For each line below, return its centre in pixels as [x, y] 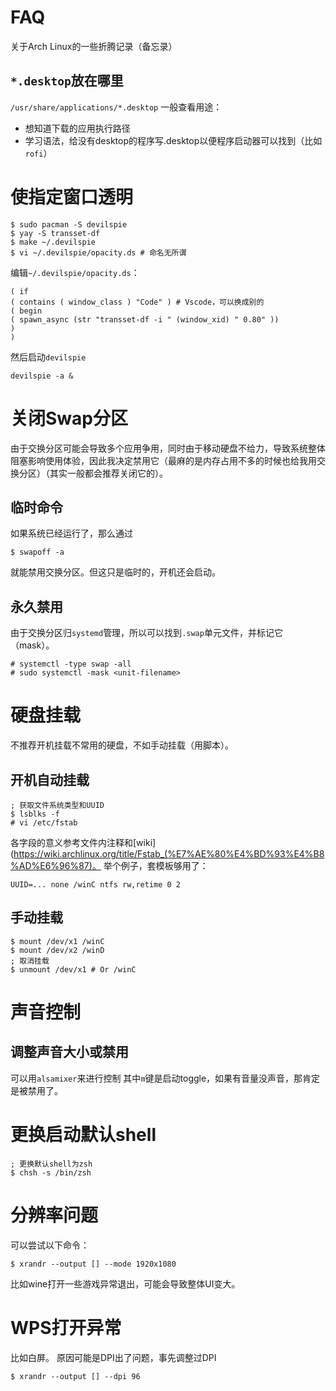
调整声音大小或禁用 [69, 1052]
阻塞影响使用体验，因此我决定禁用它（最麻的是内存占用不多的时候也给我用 [163, 460]
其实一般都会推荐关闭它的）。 [108, 473]
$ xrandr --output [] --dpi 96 [75, 1376]
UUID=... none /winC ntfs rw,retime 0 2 [96, 885]
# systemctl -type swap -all [71, 664]
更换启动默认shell [83, 1135]
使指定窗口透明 [72, 197]
